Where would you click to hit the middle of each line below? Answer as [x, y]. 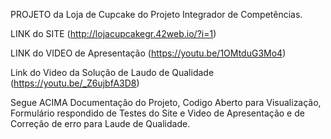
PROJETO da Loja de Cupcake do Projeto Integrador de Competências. [156, 14]
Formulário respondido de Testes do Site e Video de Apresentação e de [157, 113]
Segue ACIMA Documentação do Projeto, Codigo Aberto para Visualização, [166, 102]
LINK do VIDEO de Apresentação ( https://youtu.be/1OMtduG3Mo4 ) [148, 53]
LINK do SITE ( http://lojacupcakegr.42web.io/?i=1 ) [113, 33]
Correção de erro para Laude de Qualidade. [100, 123]
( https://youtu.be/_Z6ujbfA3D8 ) [75, 83]
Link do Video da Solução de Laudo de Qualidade [112, 72]
